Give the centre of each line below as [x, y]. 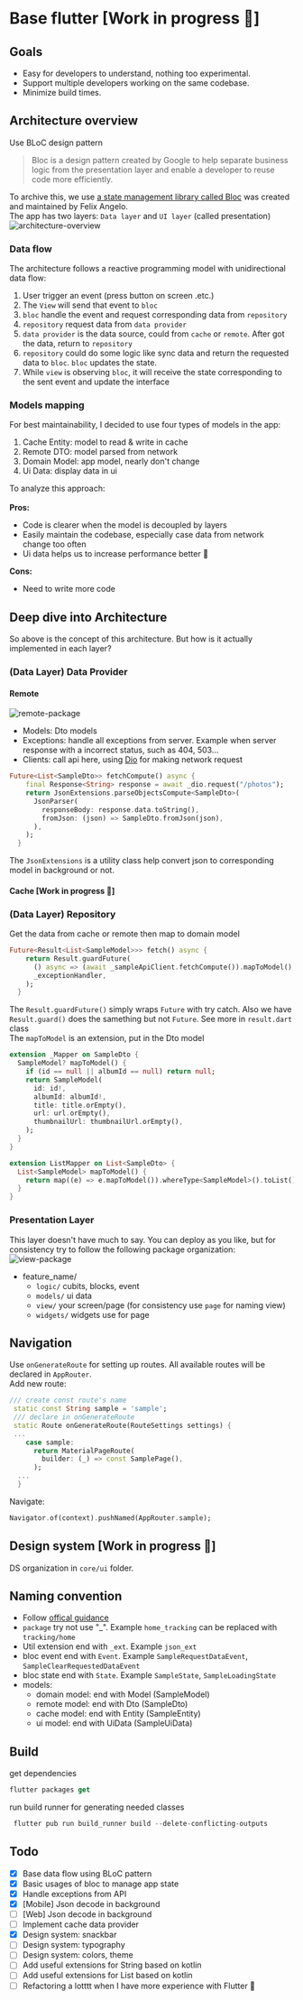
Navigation [41, 1343]
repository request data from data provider [105, 325]
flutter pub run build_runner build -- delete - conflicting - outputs [141, 1824]
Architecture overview [73, 121]
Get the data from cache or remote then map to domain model [125, 934]
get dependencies [43, 1774]
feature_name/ [50, 1276]
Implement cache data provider [81, 1924]
